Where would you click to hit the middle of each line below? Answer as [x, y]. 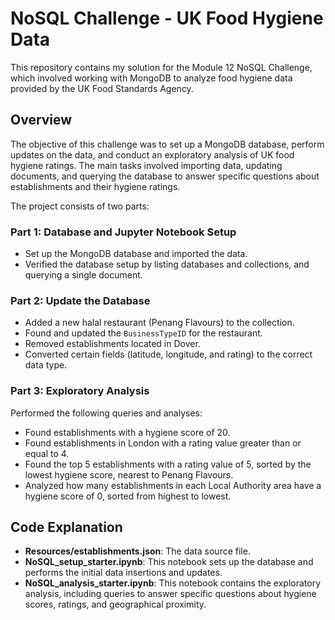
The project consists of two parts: [80, 206]
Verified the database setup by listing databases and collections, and [167, 264]
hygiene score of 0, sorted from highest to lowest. [128, 496]
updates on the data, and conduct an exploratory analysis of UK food [152, 154]
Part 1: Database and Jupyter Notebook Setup [123, 232]
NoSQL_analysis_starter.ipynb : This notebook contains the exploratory [173, 583]
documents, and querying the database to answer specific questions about [165, 176]
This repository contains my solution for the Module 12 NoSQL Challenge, [161, 67]
